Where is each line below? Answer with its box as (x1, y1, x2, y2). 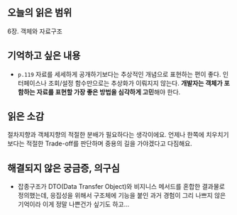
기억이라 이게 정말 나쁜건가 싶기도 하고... (17, 200, 130, 209)
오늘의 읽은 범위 (7, 6, 72, 19)
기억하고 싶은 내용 (7, 50, 81, 62)
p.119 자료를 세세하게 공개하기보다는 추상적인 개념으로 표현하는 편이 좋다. (17, 70, 221, 78)
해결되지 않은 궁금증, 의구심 (7, 162, 121, 174)
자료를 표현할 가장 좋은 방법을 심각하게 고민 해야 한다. (36, 87, 181, 96)
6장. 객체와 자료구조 (7, 27, 62, 35)
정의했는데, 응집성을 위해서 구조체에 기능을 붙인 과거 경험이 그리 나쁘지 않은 (17, 191, 226, 200)
